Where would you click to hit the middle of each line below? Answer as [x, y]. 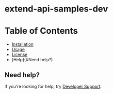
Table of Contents [41, 31]
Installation [23, 44]
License [19, 54]
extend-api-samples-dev [56, 9]
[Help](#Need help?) [32, 60]
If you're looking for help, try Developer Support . [53, 86]
